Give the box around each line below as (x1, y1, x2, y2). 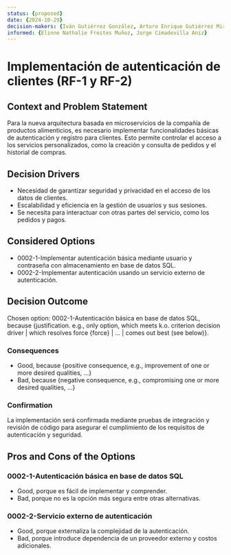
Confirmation (7, 400, 53, 410)
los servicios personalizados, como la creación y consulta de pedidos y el (7, 141, 217, 149)
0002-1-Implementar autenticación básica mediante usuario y (16, 254, 192, 262)
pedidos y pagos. (16, 216, 67, 224)
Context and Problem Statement (7, 100, 148, 112)
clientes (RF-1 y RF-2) (7, 74, 133, 89)
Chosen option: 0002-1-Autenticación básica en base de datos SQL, (7, 314, 201, 322)
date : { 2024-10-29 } (7, 17, 63, 23)
